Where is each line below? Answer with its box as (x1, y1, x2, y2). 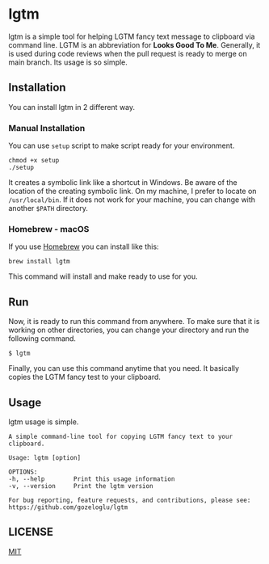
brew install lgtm (8, 258, 70, 266)
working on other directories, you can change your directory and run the (8, 325, 250, 335)
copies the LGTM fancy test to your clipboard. (8, 372, 162, 382)
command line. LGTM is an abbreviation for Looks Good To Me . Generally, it (8, 40, 261, 49)
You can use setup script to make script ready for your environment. (8, 141, 235, 150)
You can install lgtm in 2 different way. (8, 102, 136, 112)
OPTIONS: (8, 468, 38, 476)
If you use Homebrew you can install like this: (8, 242, 159, 251)
